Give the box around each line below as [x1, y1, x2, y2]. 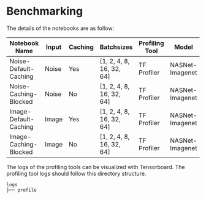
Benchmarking [6, 4, 83, 18]
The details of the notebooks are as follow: [6, 24, 115, 32]
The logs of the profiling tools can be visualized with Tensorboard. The [6, 163, 185, 170]
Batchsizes [99, 43, 133, 51]
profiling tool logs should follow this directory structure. [6, 170, 147, 177]
